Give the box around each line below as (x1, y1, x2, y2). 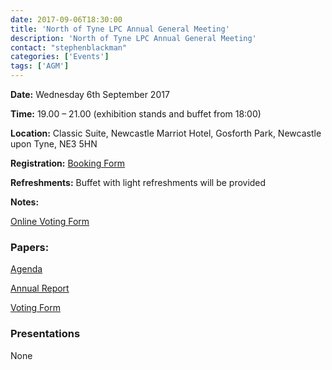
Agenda (10, 263, 43, 275)
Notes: (10, 196, 40, 208)
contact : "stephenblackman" (10, 42, 128, 53)
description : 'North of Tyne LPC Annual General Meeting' (10, 33, 257, 43)
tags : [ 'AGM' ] (10, 61, 70, 71)
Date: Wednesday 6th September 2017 (10, 89, 170, 100)
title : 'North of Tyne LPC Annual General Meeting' (10, 24, 230, 34)
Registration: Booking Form (10, 157, 126, 169)
